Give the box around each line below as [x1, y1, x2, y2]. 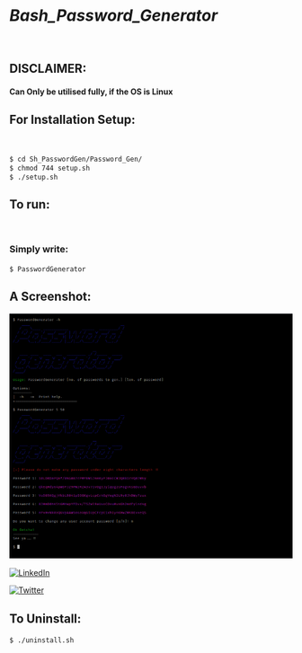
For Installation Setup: [9, 112, 136, 128]
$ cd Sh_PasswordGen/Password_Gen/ [9, 154, 143, 163]
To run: [9, 197, 50, 212]
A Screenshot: [9, 289, 92, 304]
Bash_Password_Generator [9, 5, 218, 26]
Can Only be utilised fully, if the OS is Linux [9, 86, 173, 97]
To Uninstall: [9, 611, 82, 626]
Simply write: [9, 243, 69, 256]
